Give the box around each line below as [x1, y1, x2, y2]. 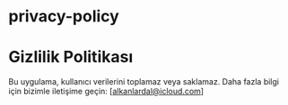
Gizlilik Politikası [8, 47, 134, 68]
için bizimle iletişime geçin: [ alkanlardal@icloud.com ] [8, 86, 204, 97]
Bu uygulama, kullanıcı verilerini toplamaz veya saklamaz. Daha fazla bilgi [8, 77, 280, 87]
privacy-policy [8, 6, 120, 27]
